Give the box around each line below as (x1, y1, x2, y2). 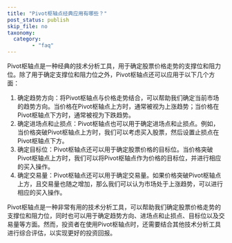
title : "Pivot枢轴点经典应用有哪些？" (7, 10, 108, 17)
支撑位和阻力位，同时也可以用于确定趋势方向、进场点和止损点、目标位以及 (7, 211, 219, 220)
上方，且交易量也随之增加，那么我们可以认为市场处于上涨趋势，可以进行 (17, 180, 223, 188)
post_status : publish (7, 17, 70, 23)
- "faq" (32, 42, 54, 49)
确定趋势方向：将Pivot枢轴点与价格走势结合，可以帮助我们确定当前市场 (17, 94, 220, 102)
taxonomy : (7, 29, 36, 36)
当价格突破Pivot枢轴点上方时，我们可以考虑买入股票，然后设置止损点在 (17, 128, 220, 136)
